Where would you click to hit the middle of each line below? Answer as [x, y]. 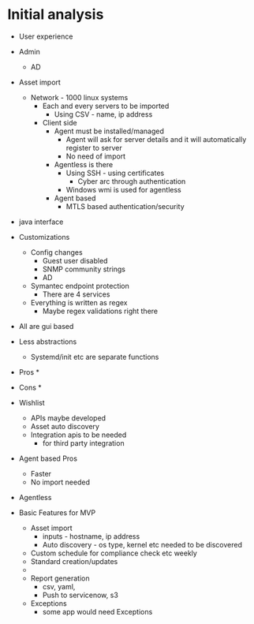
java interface [41, 222]
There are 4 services [76, 294]
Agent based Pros [48, 458]
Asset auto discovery [65, 426]
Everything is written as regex [79, 302]
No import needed [60, 482]
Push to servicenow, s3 [80, 595]
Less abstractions [48, 342]
